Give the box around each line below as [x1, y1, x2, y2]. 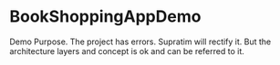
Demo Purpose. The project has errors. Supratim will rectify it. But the [9, 36, 272, 47]
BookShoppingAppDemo [9, 6, 202, 27]
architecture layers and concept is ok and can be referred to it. [9, 45, 244, 56]
